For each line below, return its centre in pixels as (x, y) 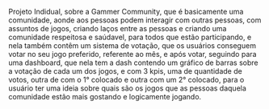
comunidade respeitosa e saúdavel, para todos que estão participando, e (130, 37)
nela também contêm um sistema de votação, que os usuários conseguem (132, 46)
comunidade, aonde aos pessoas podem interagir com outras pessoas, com (135, 20)
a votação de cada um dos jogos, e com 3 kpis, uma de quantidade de (125, 71)
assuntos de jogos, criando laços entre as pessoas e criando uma (118, 28)
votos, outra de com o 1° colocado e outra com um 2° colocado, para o (126, 80)
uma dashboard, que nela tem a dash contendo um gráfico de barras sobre (133, 63)
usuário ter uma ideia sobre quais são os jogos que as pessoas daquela (127, 88)
